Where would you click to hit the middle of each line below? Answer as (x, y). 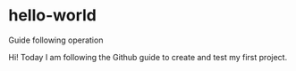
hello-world (53, 16)
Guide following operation (56, 40)
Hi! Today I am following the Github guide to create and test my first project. (148, 57)
